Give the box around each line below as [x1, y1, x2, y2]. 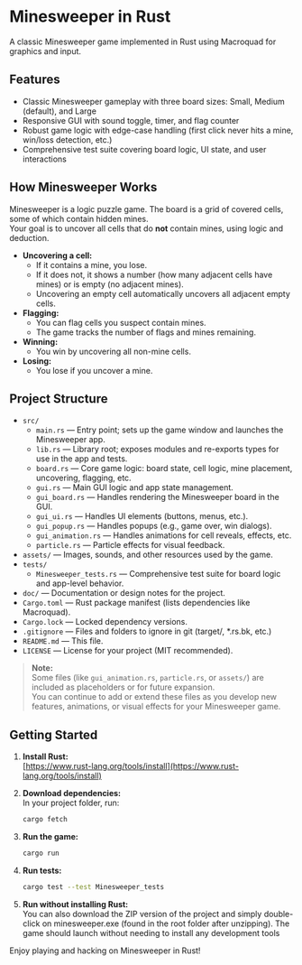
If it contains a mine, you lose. [35, 259, 147, 270]
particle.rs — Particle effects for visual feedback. [35, 540, 225, 551]
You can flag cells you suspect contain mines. [35, 317, 206, 328]
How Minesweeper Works [9, 180, 158, 195]
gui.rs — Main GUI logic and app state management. [35, 482, 234, 493]
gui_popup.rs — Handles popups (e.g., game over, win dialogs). [35, 521, 272, 532]
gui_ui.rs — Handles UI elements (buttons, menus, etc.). [35, 511, 249, 522]
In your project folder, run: [22, 797, 120, 809]
